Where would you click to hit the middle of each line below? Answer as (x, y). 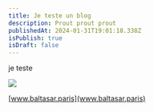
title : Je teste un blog (50, 16)
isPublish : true (35, 38)
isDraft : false (34, 46)
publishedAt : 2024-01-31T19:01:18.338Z (75, 30)
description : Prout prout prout (62, 23)
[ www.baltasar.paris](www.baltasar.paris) (77, 99)
